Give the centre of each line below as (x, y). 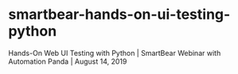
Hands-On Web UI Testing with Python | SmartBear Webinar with (115, 53)
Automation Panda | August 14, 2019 (68, 61)
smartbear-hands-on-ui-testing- (119, 15)
